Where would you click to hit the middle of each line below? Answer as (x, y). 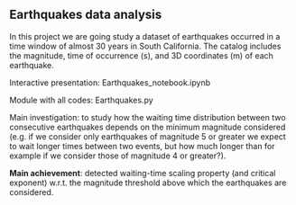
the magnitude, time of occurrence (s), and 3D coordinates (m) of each (141, 55)
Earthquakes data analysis (86, 15)
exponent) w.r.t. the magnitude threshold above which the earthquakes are (148, 183)
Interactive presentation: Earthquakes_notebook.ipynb (110, 82)
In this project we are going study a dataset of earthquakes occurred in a (145, 36)
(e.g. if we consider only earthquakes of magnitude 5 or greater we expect (148, 136)
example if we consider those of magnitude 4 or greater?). (118, 156)
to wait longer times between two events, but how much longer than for (142, 146)
